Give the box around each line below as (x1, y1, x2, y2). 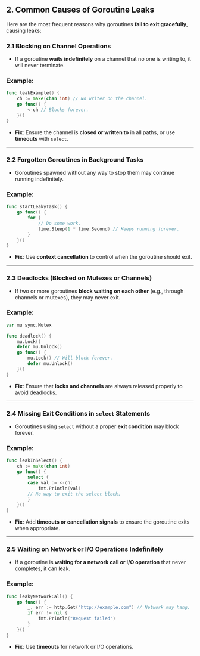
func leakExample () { (6, 90, 60, 96)
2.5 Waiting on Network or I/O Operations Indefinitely (6, 545, 164, 553)
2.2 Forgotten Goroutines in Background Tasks (6, 155, 144, 163)
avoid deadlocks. (14, 389, 57, 396)
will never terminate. (14, 62, 65, 69)
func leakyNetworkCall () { (6, 593, 73, 599)
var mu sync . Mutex (6, 322, 52, 328)
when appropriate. (14, 525, 61, 532)
